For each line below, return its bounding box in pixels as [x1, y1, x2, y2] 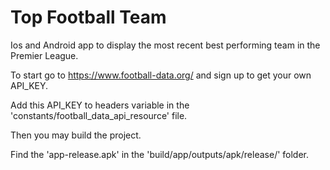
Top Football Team [10, 6, 167, 29]
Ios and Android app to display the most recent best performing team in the [10, 39, 321, 51]
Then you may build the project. [10, 129, 142, 141]
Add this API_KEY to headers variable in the [10, 99, 190, 111]
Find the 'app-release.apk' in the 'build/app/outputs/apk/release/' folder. [10, 148, 310, 160]
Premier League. [10, 49, 79, 61]
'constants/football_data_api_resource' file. [10, 109, 188, 121]
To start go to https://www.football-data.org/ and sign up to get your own [10, 69, 312, 81]
